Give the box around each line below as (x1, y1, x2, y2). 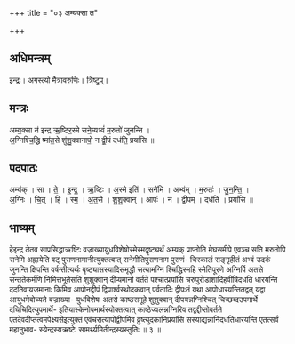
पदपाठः (9, 161, 38, 176)
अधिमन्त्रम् (9, 51, 51, 66)
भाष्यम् (9, 220, 35, 236)
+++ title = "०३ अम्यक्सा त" (9, 8, 98, 18)
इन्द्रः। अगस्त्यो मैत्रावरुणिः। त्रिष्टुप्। (9, 75, 109, 85)
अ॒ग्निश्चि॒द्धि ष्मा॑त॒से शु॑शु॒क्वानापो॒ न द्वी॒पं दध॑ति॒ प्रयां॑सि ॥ (9, 134, 155, 145)
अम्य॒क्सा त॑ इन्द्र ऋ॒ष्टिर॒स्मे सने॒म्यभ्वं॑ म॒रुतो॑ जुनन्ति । (9, 124, 151, 135)
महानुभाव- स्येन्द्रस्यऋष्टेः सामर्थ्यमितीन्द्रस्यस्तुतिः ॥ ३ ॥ (9, 324, 162, 335)
